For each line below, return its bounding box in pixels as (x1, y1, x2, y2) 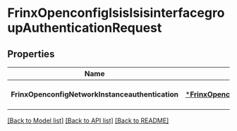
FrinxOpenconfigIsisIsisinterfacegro (7, 5, 225, 21)
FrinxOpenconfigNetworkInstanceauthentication (11, 89, 178, 99)
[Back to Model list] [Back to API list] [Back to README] (7, 116, 169, 125)
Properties (7, 48, 55, 60)
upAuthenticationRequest (7, 20, 162, 36)
